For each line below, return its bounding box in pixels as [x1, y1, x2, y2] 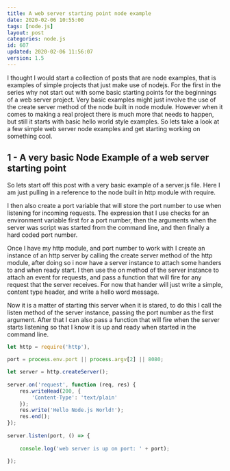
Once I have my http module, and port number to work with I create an [7, 244, 205, 252]
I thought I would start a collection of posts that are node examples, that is [7, 73, 217, 82]
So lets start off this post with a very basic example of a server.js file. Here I [7, 181, 220, 189]
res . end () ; [19, 413, 51, 420]
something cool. [7, 132, 53, 140]
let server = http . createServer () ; [7, 369, 109, 376]
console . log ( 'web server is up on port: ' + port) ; [19, 445, 170, 452]
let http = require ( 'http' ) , [7, 343, 90, 350]
